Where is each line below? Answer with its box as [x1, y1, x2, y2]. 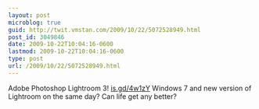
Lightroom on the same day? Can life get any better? [8, 91, 178, 101]
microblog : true [8, 19, 61, 26]
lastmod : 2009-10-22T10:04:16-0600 [8, 47, 124, 55]
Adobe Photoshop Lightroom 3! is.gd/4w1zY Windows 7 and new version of [8, 83, 252, 93]
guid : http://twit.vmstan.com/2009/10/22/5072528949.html [8, 26, 201, 33]
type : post [8, 55, 44, 63]
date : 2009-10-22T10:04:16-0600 [8, 40, 113, 48]
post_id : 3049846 [8, 33, 65, 41]
